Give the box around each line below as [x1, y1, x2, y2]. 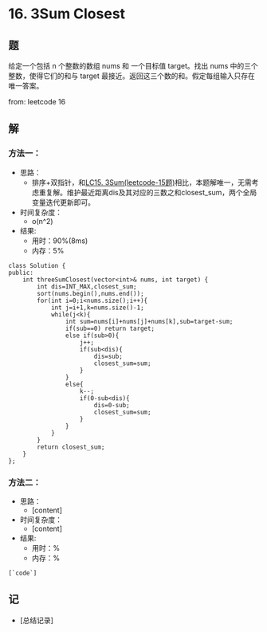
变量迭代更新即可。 [31, 197, 96, 207]
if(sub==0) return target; [65, 324, 155, 332]
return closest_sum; [37, 443, 105, 451]
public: [8, 269, 34, 277]
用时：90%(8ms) [31, 236, 88, 245]
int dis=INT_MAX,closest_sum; [37, 282, 137, 291]
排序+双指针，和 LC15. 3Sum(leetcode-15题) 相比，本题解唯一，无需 [31, 177, 253, 187]
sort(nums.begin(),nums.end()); [37, 289, 145, 297]
